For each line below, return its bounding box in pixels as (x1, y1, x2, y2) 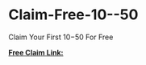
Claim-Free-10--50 (8, 6, 139, 24)
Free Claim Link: (8, 47, 64, 57)
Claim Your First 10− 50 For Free (8, 32, 114, 42)
